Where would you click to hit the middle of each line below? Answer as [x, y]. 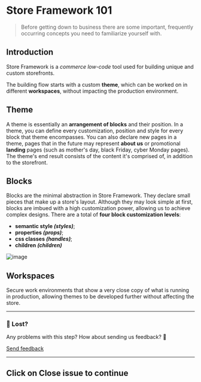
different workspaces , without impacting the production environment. [92, 91]
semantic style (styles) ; [45, 226]
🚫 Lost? [17, 324]
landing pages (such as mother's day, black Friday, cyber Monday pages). [98, 150]
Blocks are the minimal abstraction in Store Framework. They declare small [98, 196]
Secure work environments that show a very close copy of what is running [98, 290]
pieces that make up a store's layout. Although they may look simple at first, [100, 202]
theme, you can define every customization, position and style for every [95, 131]
